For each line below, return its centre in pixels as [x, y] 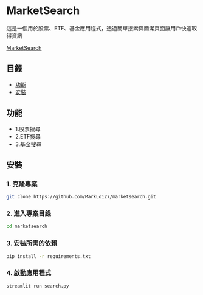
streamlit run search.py [38, 286]
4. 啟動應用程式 [29, 273]
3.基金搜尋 [28, 144]
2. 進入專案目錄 [29, 213]
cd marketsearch [27, 227]
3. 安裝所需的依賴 [32, 243]
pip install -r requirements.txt [49, 256]
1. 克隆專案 [22, 184]
